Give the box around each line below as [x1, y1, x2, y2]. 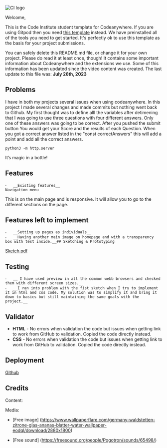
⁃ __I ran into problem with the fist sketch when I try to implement [5, 286, 159, 291]
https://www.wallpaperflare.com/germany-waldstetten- [41, 416, 156, 422]
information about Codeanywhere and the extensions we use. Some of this [5, 61, 159, 66]
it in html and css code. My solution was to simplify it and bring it [5, 290, 157, 295]
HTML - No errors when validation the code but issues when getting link [12, 326, 161, 332]
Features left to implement [5, 216, 89, 225]
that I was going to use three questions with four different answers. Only [5, 115, 154, 121]
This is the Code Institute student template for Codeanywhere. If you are [5, 24, 154, 30]
